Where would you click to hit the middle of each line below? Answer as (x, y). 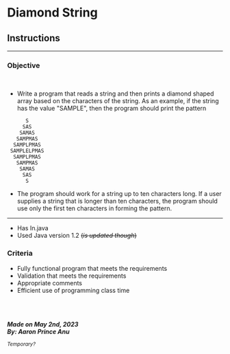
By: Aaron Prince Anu (38, 331)
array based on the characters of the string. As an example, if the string (118, 101)
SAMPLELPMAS (27, 151)
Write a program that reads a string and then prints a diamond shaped (115, 93)
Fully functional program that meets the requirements (92, 268)
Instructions (34, 38)
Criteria (20, 254)
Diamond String (52, 13)
